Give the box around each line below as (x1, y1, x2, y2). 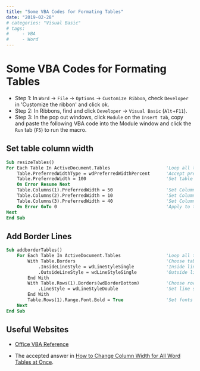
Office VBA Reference (14, 341, 69, 348)
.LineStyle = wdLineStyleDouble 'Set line (37, 286, 190, 292)
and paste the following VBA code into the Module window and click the (14, 120, 192, 127)
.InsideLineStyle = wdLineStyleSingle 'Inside (37, 264, 185, 270)
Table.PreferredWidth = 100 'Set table (17, 176, 193, 182)
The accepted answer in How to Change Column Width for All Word (14, 352, 181, 359)
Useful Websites (6, 324, 69, 335)
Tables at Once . (14, 358, 54, 366)
